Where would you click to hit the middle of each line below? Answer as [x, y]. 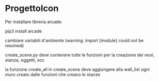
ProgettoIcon [32, 8]
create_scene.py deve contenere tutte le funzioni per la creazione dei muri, [80, 55]
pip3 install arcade [24, 31]
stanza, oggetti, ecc [25, 60]
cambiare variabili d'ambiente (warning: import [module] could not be [74, 40]
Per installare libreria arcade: [34, 22]
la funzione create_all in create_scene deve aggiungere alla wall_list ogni [78, 69]
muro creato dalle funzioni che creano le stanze [53, 74]
